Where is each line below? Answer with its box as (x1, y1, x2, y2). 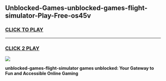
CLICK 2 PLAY (5, 45, 40, 52)
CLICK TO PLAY (5, 27, 43, 33)
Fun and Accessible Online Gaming (5, 70, 79, 76)
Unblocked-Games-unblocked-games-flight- (5, 4, 148, 12)
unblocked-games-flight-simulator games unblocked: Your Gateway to (5, 65, 154, 71)
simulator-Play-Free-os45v (5, 12, 91, 20)
